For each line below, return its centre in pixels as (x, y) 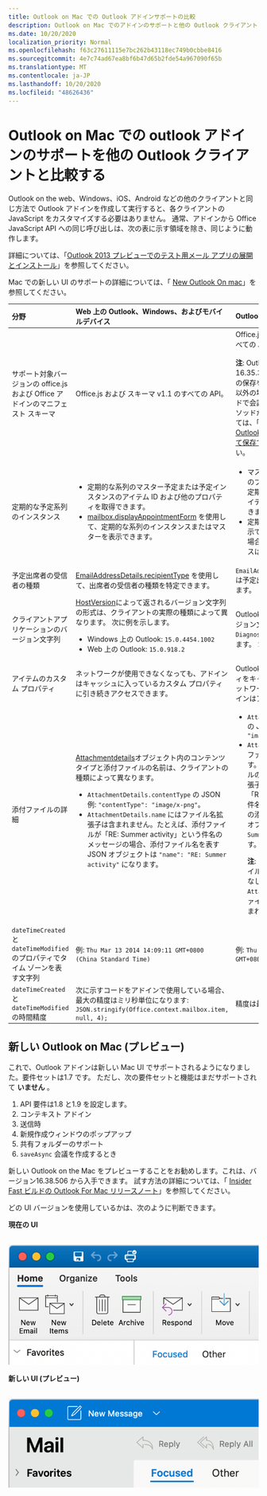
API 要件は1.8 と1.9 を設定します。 (75, 1104)
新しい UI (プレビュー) (44, 1378)
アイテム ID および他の (159, 497)
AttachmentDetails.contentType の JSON (154, 795)
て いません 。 (31, 1087)
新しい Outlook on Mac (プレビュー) (97, 1046)
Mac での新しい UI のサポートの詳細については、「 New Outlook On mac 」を (132, 282)
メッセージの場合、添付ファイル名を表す (153, 844)
